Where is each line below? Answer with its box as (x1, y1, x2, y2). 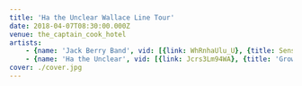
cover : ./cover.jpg (9, 64, 83, 73)
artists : (9, 38, 42, 47)
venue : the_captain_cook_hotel (9, 30, 127, 39)
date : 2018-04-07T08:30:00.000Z (9, 21, 130, 30)
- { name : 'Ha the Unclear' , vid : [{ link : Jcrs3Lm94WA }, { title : (25, 55, 271, 64)
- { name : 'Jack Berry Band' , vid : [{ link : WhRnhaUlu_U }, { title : (25, 47, 276, 56)
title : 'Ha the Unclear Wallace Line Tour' (9, 13, 175, 22)
